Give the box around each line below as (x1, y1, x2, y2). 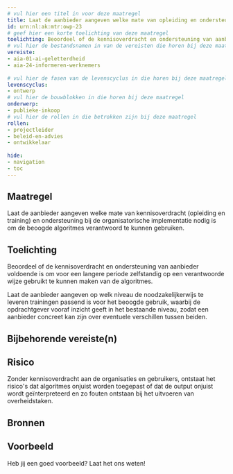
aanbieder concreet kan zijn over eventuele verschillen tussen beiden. (7, 313, 208, 321)
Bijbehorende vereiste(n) (7, 332, 118, 344)
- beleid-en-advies (7, 133, 64, 139)
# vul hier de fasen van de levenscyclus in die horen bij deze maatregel (7, 74, 228, 82)
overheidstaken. (7, 397, 53, 405)
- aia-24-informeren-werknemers (7, 62, 101, 69)
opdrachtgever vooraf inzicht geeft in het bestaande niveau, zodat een (7, 305, 209, 314)
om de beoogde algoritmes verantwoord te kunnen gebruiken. (7, 223, 185, 232)
